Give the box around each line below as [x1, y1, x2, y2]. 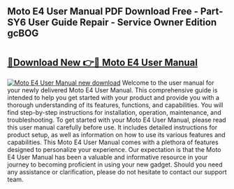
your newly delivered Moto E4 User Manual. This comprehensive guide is [7, 86, 218, 94]
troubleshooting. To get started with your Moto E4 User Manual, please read [7, 115, 226, 124]
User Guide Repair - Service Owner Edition [27, 17, 217, 29]
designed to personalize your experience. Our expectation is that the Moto [7, 146, 221, 153]
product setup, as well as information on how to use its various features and [7, 131, 226, 139]
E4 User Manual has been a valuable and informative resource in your [7, 153, 208, 161]
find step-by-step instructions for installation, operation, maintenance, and [7, 108, 221, 116]
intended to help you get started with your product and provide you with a [7, 94, 220, 101]
